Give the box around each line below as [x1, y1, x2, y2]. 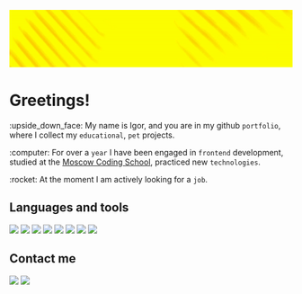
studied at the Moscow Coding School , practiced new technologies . [9, 156, 261, 167]
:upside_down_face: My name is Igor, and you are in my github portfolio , [9, 120, 281, 130]
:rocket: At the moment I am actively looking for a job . [9, 174, 209, 184]
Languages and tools [9, 200, 129, 216]
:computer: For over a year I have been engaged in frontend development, [9, 147, 284, 157]
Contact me [9, 251, 76, 266]
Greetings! [9, 91, 91, 111]
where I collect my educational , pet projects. [9, 129, 175, 140]
